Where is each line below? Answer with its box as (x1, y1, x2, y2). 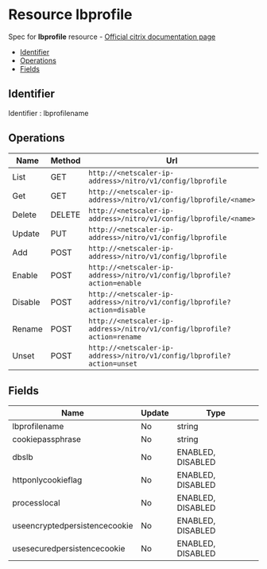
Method (50, 155, 81, 166)
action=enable (88, 278, 141, 288)
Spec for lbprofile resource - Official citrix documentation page (8, 32, 216, 41)
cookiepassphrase (12, 434, 82, 445)
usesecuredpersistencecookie (12, 543, 126, 554)
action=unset (88, 359, 137, 368)
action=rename (88, 332, 141, 341)
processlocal (12, 497, 61, 509)
